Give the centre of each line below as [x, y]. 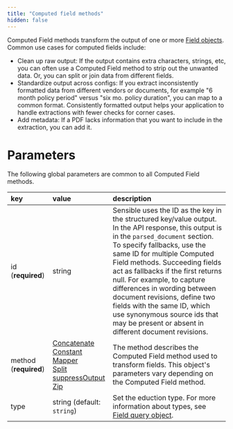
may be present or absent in [158, 323]
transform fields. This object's [161, 365]
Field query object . [143, 415]
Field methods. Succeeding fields [167, 262]
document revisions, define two [164, 297]
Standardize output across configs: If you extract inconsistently [108, 83]
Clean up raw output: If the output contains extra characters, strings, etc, [121, 60]
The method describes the [156, 348]
